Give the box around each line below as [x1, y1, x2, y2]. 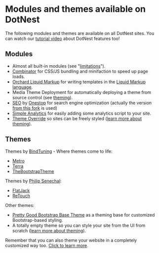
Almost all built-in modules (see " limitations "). [12, 63, 106, 69]
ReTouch [12, 193, 31, 199]
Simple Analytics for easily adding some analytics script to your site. [12, 110, 152, 116]
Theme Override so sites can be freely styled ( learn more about [12, 115, 142, 122]
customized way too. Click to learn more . [5, 242, 89, 248]
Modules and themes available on [5, 3, 146, 15]
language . [12, 84, 33, 90]
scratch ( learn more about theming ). [12, 227, 86, 233]
